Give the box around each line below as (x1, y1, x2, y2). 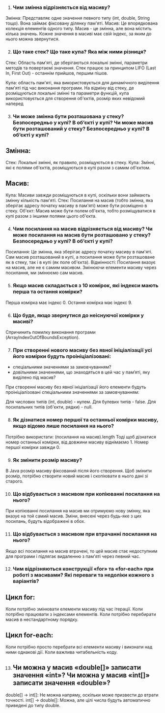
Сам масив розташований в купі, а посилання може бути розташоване (5, 254, 155, 260)
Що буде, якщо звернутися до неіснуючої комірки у (12, 312, 144, 319)
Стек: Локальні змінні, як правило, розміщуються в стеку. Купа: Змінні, (5, 160, 156, 166)
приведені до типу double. (5, 702, 61, 708)
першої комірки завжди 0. (5, 444, 60, 450)
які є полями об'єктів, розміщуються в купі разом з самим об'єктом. (5, 165, 151, 171)
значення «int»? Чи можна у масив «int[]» (12, 671, 150, 679)
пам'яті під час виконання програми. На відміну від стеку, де (5, 85, 134, 91)
